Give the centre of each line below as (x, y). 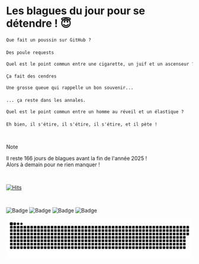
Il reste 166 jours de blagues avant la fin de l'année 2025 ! (76, 159)
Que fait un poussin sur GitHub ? (49, 40)
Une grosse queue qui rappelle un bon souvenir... (70, 88)
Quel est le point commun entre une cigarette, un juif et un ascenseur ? (100, 64)
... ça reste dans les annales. (46, 100)
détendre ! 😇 (39, 23)
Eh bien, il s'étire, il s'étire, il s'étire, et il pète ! (82, 124)
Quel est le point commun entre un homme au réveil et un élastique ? (95, 112)
